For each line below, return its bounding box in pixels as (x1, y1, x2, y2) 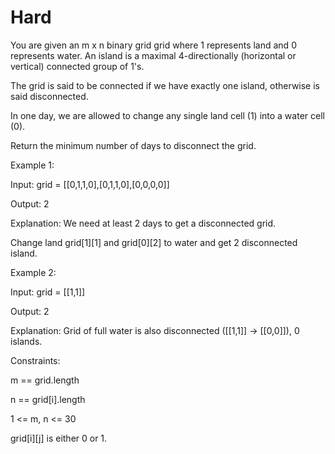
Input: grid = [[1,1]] (10, 286, 86, 298)
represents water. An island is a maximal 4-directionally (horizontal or (10, 49, 297, 61)
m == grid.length (10, 374, 80, 386)
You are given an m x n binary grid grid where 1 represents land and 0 (10, 39, 297, 51)
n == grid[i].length (10, 393, 86, 405)
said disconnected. (10, 90, 89, 102)
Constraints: (10, 354, 61, 366)
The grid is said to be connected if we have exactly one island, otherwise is (10, 79, 321, 91)
